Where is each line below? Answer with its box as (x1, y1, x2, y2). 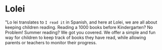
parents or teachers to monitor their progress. (5, 39, 97, 45)
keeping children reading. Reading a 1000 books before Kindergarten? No (5, 24, 153, 30)
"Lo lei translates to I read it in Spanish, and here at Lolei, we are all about (5, 19, 158, 25)
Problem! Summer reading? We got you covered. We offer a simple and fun (5, 29, 156, 35)
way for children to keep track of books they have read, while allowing (5, 35, 146, 40)
